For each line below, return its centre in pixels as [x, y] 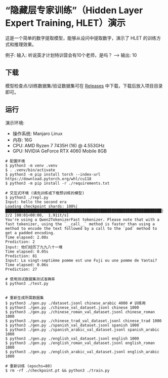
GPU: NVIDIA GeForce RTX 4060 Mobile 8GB [60, 151]
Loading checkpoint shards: [35, 206]
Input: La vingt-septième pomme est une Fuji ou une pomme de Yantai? [81, 260]
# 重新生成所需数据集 [25, 298]
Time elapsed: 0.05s [27, 251]
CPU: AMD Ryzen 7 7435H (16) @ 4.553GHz [59, 145]
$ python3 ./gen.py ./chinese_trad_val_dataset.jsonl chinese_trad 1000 [83, 321]
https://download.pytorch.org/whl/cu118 [49, 179]
